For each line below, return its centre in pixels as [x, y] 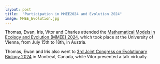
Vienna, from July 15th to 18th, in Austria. [46, 42]
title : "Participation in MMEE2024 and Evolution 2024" [64, 14]
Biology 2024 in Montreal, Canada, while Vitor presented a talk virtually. [76, 57]
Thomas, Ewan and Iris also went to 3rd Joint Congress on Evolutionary [76, 51]
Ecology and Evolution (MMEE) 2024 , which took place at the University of [79, 37]
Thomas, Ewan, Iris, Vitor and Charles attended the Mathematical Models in [80, 32]
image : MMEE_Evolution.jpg [32, 18]
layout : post [18, 9]
